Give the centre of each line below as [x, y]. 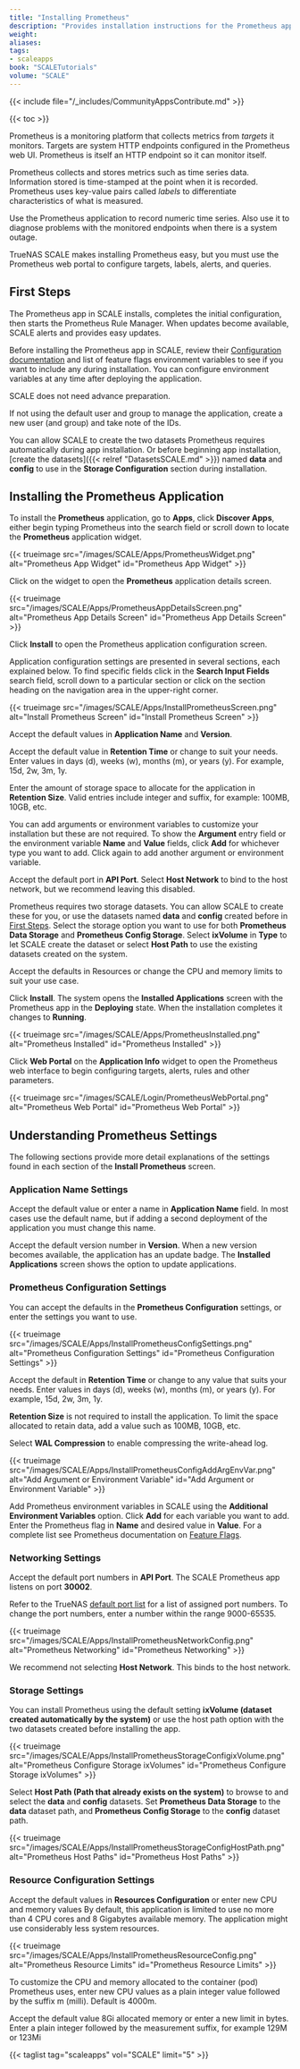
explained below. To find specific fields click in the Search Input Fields [139, 671]
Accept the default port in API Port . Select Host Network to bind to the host [149, 880]
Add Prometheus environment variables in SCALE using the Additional [139, 1506]
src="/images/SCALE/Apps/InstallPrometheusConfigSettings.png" [131, 1344]
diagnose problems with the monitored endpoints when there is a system [143, 227]
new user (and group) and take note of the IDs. [95, 422]
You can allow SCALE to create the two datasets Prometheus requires [137, 440]
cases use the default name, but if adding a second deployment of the [138, 1218]
